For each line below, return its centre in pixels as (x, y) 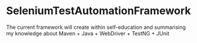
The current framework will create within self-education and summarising (96, 27)
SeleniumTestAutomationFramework (99, 11)
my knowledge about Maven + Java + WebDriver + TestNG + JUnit (88, 33)
